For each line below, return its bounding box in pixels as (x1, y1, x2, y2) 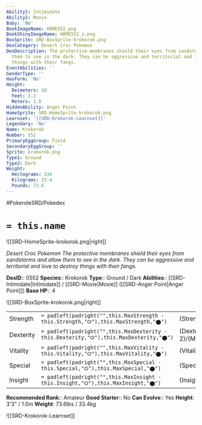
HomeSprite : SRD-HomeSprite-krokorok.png (6, 110, 112, 116)
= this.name (6, 220, 66, 231)
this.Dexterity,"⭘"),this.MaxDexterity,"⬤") (41, 334, 174, 341)
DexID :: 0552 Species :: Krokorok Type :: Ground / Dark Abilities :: (6, 274, 167, 281)
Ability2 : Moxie (6, 14, 47, 20)
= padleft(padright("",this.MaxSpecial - (41, 359, 161, 365)
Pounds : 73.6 (11, 183, 44, 189)
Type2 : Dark (6, 160, 36, 166)
